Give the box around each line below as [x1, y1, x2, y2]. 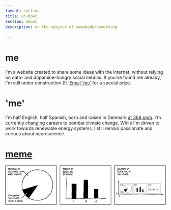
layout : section [5, 8, 40, 13]
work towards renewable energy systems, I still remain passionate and [5, 125, 153, 131]
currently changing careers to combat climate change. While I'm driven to [5, 120, 160, 126]
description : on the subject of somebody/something [5, 24, 117, 29]
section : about [5, 19, 38, 24]
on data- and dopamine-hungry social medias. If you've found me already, [5, 74, 161, 81]
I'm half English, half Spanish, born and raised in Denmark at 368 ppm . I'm [5, 114, 161, 121]
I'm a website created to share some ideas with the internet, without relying [5, 69, 163, 75]
